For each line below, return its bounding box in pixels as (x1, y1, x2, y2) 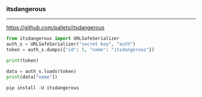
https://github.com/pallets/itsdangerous (6, 24, 105, 31)
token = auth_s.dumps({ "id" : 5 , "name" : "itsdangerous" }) (6, 47, 155, 53)
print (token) (6, 57, 39, 63)
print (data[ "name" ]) (6, 74, 58, 80)
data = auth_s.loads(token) (6, 68, 77, 74)
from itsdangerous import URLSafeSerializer (6, 35, 120, 42)
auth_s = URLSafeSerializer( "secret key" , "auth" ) (6, 41, 136, 47)
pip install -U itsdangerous (6, 84, 79, 91)
